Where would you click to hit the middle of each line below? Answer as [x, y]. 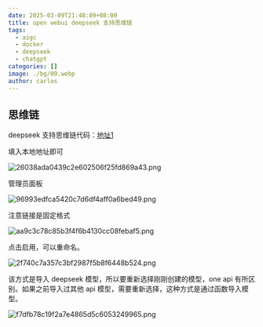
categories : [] [33, 67]
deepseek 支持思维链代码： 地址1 [61, 135]
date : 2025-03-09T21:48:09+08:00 [63, 15]
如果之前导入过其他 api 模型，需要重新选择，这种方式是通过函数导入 [131, 289]
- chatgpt [31, 60]
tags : [17, 30]
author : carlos [33, 81]
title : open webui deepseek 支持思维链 [70, 23]
